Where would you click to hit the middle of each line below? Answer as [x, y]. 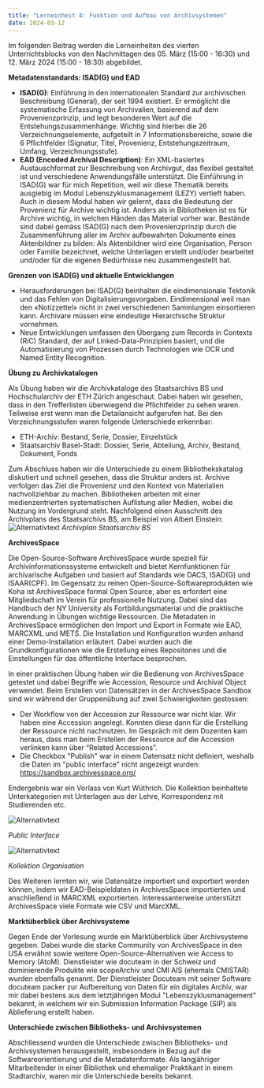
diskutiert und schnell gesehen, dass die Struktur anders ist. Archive [119, 477]
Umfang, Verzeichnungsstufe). [69, 151]
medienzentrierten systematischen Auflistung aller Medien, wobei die [121, 502]
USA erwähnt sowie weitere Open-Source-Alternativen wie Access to [121, 953]
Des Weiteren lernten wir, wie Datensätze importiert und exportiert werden [129, 881]
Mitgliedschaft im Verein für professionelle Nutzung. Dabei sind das [117, 600]
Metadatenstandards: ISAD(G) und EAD [74, 77]
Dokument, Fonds [48, 453]
